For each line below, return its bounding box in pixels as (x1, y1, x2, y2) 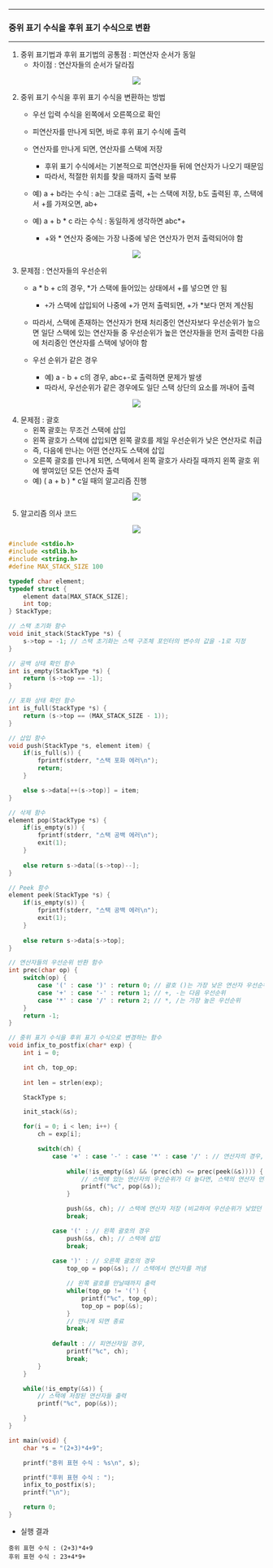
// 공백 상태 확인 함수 (8, 659, 76, 667)
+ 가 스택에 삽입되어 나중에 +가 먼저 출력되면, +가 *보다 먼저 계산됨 (44, 300, 254, 310)
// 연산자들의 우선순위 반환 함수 (8, 959, 103, 967)
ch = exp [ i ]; (37, 1130, 82, 1138)
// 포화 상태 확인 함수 (8, 697, 76, 705)
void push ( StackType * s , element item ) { (8, 741, 151, 749)
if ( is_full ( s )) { (23, 749, 82, 758)
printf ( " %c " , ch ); (66, 1347, 129, 1356)
